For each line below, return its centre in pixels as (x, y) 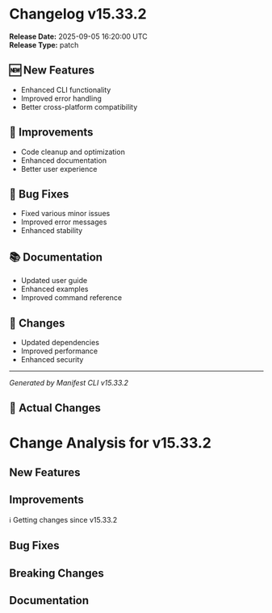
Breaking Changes (56, 573)
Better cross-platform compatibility (79, 106)
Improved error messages (64, 222)
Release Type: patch (44, 44)
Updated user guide (54, 281)
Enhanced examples (54, 289)
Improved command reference (71, 298)
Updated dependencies (60, 342)
